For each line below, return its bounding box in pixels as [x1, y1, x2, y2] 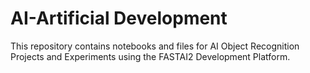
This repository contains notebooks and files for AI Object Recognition [10, 40, 300, 52]
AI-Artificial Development [10, 7, 228, 30]
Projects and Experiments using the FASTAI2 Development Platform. [10, 50, 291, 62]
